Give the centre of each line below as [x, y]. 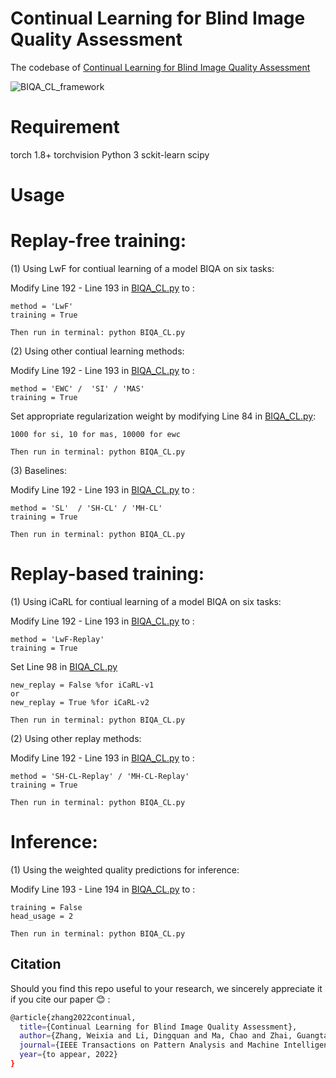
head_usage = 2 [42, 916]
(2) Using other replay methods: [76, 738]
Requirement [65, 127]
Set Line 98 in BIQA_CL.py [64, 666]
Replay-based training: [107, 574]
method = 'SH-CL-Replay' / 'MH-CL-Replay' [100, 776]
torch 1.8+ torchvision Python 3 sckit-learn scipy [110, 154]
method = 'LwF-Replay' [57, 639]
